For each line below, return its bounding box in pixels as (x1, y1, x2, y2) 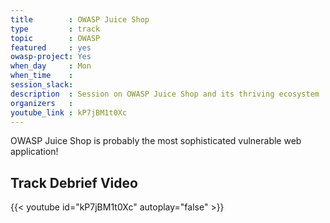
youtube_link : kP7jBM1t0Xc (10, 107, 128, 118)
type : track (10, 24, 101, 34)
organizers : (10, 98, 74, 108)
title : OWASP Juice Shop (10, 14, 150, 25)
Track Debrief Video (10, 174, 138, 191)
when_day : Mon (10, 61, 92, 71)
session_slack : (10, 80, 74, 90)
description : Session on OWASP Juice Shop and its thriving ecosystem (10, 89, 320, 99)
